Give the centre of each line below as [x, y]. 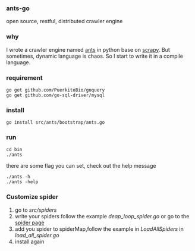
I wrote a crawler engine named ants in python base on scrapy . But [88, 49]
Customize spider [32, 197]
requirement [24, 77]
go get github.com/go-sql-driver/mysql [56, 95]
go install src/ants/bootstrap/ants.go [56, 123]
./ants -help [22, 182]
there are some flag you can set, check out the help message [81, 166]
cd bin [14, 150]
